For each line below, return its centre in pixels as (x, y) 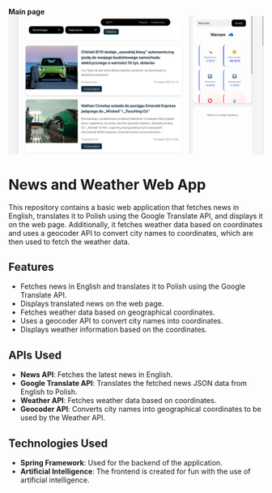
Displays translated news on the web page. (92, 304)
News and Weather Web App (107, 184)
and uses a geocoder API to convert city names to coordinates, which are (131, 233)
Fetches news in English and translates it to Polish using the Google (132, 286)
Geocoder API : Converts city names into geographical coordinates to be (140, 409)
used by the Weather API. (63, 418)
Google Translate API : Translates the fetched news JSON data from (133, 384)
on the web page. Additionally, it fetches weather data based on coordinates (136, 224)
